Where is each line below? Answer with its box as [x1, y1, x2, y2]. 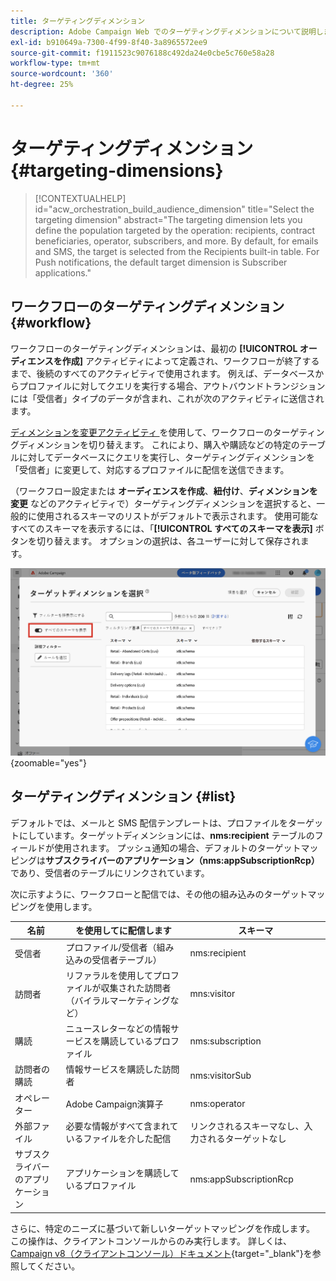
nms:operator [189, 1098, 246, 1110]
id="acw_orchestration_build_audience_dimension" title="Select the [34, 203, 315, 215]
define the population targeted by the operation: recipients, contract [34, 224, 316, 236]
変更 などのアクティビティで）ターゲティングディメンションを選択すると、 [10, 497, 317, 509]
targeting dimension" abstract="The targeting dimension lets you [34, 213, 303, 225]
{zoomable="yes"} [10, 757, 87, 769]
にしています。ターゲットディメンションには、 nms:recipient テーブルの [18, 829, 315, 841]
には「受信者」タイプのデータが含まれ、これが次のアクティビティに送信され [10, 392, 325, 404]
